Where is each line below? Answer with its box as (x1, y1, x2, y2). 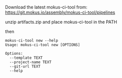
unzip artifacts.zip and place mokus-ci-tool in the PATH (5, 19, 117, 25)
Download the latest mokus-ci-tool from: (5, 4, 88, 10)
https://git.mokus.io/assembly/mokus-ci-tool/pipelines (5, 9, 116, 15)
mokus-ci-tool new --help (5, 38, 58, 43)
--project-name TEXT (9, 60, 52, 65)
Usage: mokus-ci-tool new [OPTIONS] (5, 42, 80, 47)
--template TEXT (9, 55, 43, 60)
